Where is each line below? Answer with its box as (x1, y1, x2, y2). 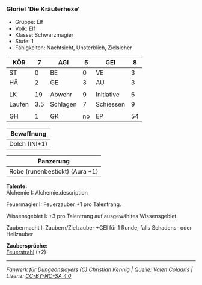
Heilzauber (6, 231, 34, 238)
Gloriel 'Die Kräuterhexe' (6, 5, 80, 13)
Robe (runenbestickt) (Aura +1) (9, 168, 99, 176)
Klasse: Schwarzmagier (14, 31, 74, 39)
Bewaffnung (10, 130, 47, 138)
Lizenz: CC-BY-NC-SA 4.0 (6, 272, 72, 280)
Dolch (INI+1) (9, 140, 48, 148)
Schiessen (96, 100, 125, 108)
